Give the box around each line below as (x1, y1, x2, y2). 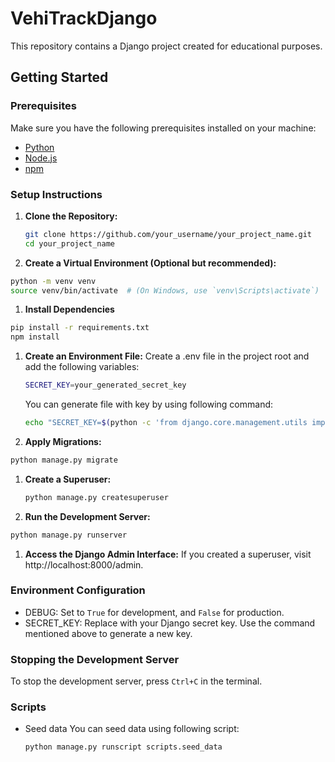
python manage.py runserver (10, 530, 128, 540)
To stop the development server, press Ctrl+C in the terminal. (10, 675, 263, 687)
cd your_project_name (24, 238, 115, 249)
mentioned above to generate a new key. (24, 627, 193, 639)
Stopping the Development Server (10, 652, 180, 666)
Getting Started (10, 69, 109, 86)
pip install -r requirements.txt (10, 323, 150, 333)
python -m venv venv (10, 276, 97, 286)
